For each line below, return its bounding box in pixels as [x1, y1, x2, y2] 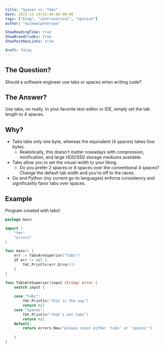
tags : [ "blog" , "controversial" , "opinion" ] [5, 16, 98, 21]
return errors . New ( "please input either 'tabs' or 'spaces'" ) [23, 326, 153, 331]
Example [5, 194, 32, 203]
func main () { [5, 248, 34, 253]
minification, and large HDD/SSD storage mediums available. [19, 154, 142, 160]
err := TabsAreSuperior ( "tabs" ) [14, 253, 80, 258]
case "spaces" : [14, 307, 45, 312]
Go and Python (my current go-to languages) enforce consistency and [12, 175, 155, 181]
